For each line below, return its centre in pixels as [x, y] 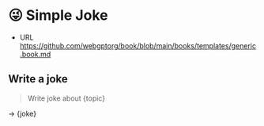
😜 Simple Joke [58, 15]
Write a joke [38, 79]
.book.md [35, 54]
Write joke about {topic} [66, 98]
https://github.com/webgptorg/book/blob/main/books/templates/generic [138, 45]
